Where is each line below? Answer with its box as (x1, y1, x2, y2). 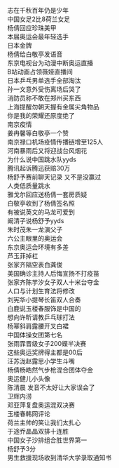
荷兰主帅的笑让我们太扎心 (7, 418, 81, 427)
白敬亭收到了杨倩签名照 (7, 199, 75, 207)
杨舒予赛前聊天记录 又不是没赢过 (7, 173, 101, 181)
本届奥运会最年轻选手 (7, 32, 69, 41)
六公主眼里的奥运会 (7, 234, 63, 242)
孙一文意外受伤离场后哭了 (7, 85, 81, 93)
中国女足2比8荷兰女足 (7, 15, 71, 23)
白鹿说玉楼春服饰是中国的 (7, 305, 81, 312)
